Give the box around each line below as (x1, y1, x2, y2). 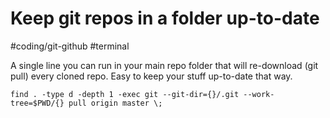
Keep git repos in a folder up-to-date (10, 7, 320, 30)
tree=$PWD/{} (10, 98, 65, 108)
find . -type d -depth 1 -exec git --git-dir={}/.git (10, 89, 240, 99)
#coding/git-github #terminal (10, 40, 130, 52)
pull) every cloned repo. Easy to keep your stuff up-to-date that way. (10, 70, 293, 82)
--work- (243, 89, 275, 99)
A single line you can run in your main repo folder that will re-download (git (10, 59, 319, 71)
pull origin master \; (68, 98, 163, 108)
